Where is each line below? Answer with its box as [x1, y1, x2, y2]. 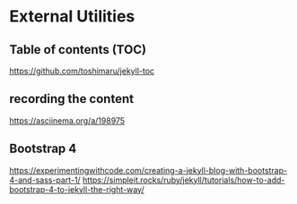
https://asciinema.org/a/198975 [9, 115, 126, 126]
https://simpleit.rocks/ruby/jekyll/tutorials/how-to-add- [82, 174, 285, 185]
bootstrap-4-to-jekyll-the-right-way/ [9, 183, 145, 194]
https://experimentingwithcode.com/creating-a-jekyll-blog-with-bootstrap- [9, 165, 288, 175]
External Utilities [9, 6, 135, 27]
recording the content [9, 91, 135, 106]
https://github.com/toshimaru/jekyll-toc [9, 65, 155, 76]
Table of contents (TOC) [9, 42, 146, 57]
